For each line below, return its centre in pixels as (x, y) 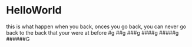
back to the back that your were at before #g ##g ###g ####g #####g (92, 32)
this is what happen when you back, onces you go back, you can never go (96, 26)
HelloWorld (34, 10)
